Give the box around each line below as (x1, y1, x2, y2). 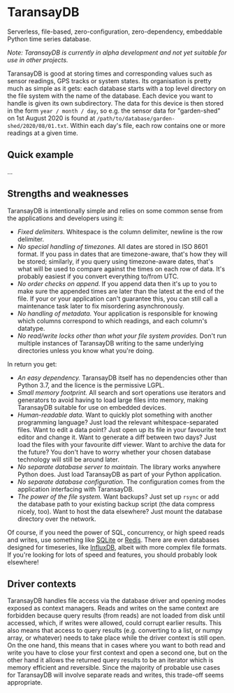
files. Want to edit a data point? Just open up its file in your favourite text (17, 425, 227, 434)
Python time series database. (7, 34, 92, 43)
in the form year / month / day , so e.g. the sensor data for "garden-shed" (7, 106, 221, 115)
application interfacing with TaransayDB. (17, 485, 135, 493)
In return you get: (7, 359, 57, 368)
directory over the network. (17, 515, 96, 523)
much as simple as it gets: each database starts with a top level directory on (7, 84, 226, 92)
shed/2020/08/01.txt (7, 122, 68, 129)
